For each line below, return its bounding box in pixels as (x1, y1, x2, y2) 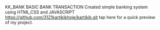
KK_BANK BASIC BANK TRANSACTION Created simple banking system (5, 4, 148, 10)
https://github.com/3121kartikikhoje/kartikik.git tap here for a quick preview (5, 15, 156, 20)
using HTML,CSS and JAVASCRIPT (5, 9, 75, 15)
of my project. (5, 19, 33, 25)
